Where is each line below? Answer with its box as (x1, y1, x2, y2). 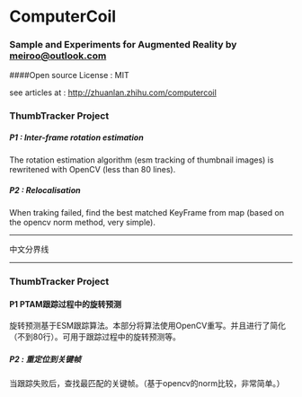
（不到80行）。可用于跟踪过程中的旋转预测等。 (9, 331, 182, 342)
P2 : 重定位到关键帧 (9, 354, 82, 365)
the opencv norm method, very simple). (9, 217, 155, 228)
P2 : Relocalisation (9, 184, 81, 195)
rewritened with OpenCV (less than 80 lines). (9, 164, 176, 175)
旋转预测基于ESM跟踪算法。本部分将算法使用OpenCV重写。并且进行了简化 (9, 321, 286, 331)
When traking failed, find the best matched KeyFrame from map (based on (9, 207, 285, 218)
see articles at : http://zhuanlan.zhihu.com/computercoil (9, 87, 218, 98)
